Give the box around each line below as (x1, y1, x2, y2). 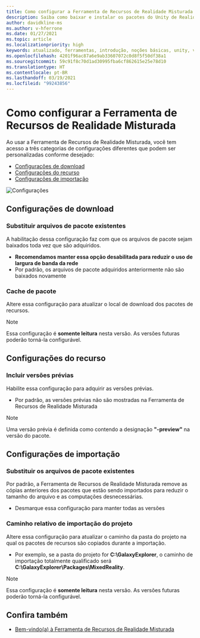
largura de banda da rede (14, 259, 79, 266)
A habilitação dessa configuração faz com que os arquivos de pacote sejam (6, 235, 192, 243)
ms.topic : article (6, 36, 52, 42)
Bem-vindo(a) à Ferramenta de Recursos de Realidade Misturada (14, 626, 174, 633)
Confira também (6, 610, 68, 620)
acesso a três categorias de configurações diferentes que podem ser (6, 144, 176, 152)
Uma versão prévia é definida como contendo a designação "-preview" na (6, 426, 190, 433)
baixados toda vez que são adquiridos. (6, 241, 101, 249)
